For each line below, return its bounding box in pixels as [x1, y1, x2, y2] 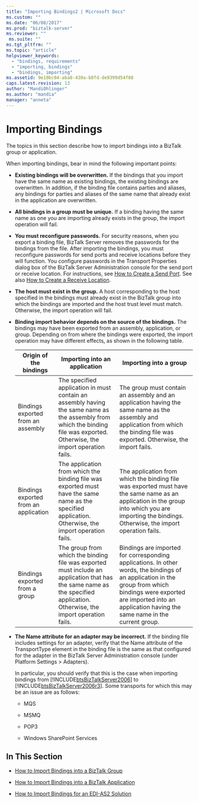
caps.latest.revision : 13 [6, 81, 70, 87]
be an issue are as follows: [14, 689, 80, 696]
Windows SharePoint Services [23, 734, 98, 741]
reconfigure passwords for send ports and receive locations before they [14, 251, 191, 258]
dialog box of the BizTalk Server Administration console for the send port [14, 263, 192, 270]
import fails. [119, 442, 152, 451]
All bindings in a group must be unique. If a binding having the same [14, 208, 184, 215]
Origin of [23, 351, 49, 359]
